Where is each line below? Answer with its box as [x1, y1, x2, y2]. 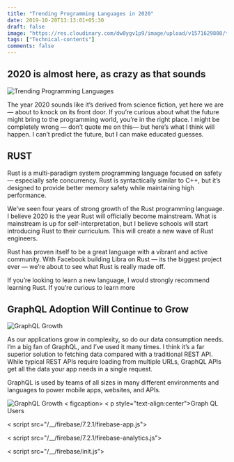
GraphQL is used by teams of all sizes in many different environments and [7, 378, 219, 387]
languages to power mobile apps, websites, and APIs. [7, 386, 161, 394]
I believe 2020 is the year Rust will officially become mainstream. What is [7, 212, 217, 220]
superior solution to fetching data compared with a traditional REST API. [7, 350, 213, 359]
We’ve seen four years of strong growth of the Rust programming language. [7, 204, 225, 213]
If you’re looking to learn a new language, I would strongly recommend [7, 276, 210, 284]
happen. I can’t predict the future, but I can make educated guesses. [7, 130, 204, 138]
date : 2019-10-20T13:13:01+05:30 [7, 17, 104, 24]
